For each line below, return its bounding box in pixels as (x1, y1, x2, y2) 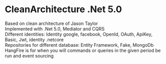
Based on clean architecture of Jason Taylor (5, 20, 98, 26)
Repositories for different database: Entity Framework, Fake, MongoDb (5, 42, 154, 48)
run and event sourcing (5, 52, 54, 59)
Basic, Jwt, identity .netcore (5, 37, 64, 43)
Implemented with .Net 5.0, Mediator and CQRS (5, 25, 105, 31)
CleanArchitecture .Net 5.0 (5, 4, 122, 15)
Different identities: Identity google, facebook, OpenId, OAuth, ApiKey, (5, 31, 153, 37)
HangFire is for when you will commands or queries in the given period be (5, 47, 161, 53)
